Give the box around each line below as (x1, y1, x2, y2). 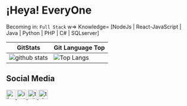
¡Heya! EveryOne (6, 4, 92, 17)
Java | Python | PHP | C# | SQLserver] (6, 29, 100, 36)
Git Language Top (53, 43, 105, 52)
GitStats (17, 43, 40, 52)
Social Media (6, 73, 55, 83)
